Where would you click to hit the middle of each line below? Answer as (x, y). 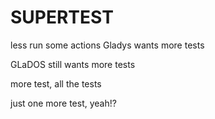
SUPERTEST (62, 17)
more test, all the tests (56, 83)
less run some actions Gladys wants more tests (107, 45)
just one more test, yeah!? (63, 103)
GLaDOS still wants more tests (73, 64)
